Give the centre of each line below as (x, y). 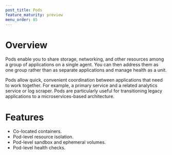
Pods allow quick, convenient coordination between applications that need (84, 80)
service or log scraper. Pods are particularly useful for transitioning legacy (84, 91)
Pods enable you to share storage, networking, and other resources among (85, 59)
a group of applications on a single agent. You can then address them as (82, 65)
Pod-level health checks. (39, 148)
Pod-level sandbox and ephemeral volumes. (59, 142)
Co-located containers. (37, 131)
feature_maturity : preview (34, 15)
